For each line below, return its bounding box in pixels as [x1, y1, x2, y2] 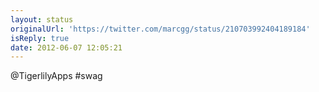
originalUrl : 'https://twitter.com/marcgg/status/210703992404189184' [10, 24, 311, 34]
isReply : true [10, 33, 70, 43]
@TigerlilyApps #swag [10, 70, 103, 82]
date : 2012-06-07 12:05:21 [10, 42, 123, 53]
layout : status [10, 14, 74, 25]
